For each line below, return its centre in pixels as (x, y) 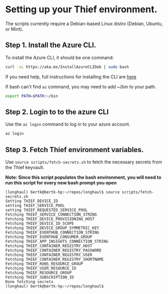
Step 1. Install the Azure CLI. (51, 45)
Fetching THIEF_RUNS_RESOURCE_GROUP (44, 264)
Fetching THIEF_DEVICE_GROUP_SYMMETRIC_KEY (52, 228)
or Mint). (14, 29)
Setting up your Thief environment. (81, 9)
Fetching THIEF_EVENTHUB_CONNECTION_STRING (52, 233)
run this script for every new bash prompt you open (61, 183)
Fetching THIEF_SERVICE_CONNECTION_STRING (51, 215)
